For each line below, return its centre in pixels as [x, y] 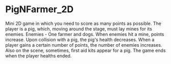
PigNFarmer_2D [40, 9]
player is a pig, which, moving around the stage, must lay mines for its [79, 28]
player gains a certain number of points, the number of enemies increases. [84, 45]
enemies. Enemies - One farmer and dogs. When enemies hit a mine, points [85, 34]
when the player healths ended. [39, 56]
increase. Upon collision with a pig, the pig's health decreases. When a [80, 40]
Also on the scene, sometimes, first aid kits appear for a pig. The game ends [86, 50]
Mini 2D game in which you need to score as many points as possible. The [83, 23]
